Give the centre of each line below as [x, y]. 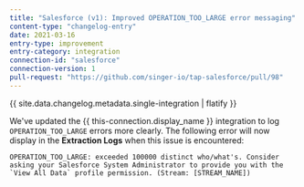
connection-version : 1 [52, 69]
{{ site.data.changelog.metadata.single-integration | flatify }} [123, 103]
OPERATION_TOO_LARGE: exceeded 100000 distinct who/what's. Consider [145, 157]
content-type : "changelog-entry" [73, 26]
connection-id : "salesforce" [65, 60]
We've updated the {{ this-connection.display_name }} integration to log [145, 120]
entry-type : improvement [57, 43]
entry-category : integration [65, 52]
